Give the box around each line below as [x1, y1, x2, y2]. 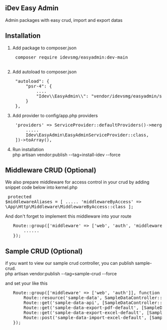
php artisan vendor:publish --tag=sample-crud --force [5, 271, 117, 277]
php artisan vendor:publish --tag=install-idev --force [12, 152, 121, 158]
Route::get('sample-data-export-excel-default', [23, 310, 144, 316]
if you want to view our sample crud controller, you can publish [5, 260, 134, 266]
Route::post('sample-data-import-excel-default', [23, 315, 147, 321]
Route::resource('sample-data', [23, 295, 102, 301]
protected [7, 194, 32, 200]
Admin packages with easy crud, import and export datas [5, 17, 123, 23]
